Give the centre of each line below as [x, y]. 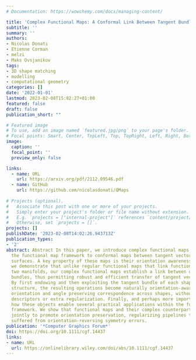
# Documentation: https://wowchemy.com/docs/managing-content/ [85, 11]
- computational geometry [37, 82]
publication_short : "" [34, 115]
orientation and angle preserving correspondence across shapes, [92, 293]
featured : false [26, 104]
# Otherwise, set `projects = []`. [52, 223]
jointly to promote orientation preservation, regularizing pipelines [99, 316]
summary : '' [20, 33]
